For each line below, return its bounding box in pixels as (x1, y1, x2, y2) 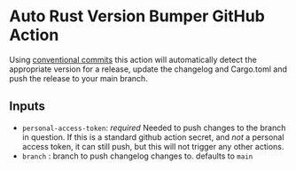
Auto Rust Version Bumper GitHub (9, 6, 266, 27)
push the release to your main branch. (9, 73, 148, 83)
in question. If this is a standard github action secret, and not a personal (21, 131, 284, 143)
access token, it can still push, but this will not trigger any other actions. (21, 141, 284, 151)
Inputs (9, 99, 46, 114)
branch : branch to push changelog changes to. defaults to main (21, 151, 253, 161)
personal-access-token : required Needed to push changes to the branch (21, 122, 286, 133)
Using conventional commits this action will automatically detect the (9, 54, 257, 65)
